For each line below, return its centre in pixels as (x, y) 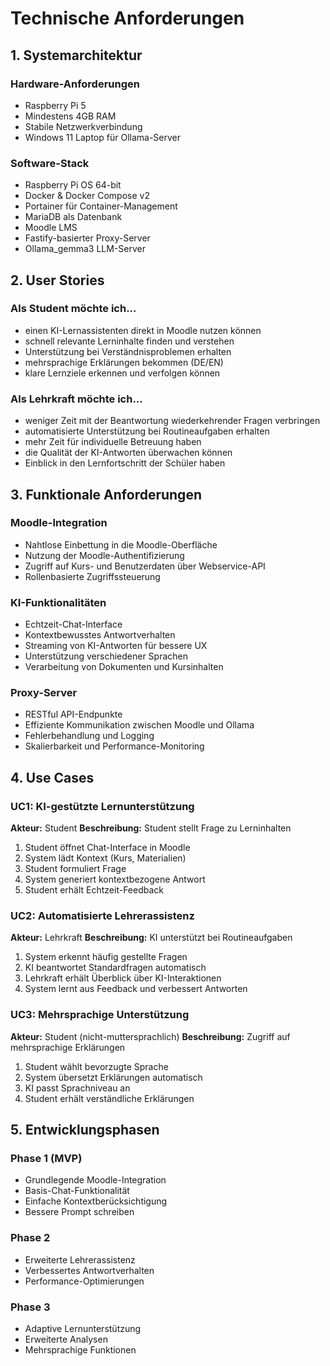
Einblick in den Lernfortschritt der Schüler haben (125, 463)
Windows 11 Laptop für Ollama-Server (103, 137)
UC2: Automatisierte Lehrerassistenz (102, 916)
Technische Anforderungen (127, 18)
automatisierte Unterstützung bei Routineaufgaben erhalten (147, 431)
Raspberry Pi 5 (55, 105)
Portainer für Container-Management (101, 206)
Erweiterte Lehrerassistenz (80, 1259)
